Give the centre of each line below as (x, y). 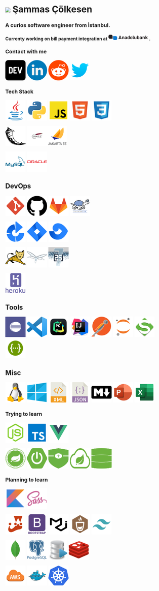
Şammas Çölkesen (52, 9)
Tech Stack (19, 91)
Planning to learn (27, 480)
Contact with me (26, 52)
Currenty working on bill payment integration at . (78, 39)
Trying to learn (24, 414)
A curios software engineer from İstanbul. (58, 25)
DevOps (18, 186)
